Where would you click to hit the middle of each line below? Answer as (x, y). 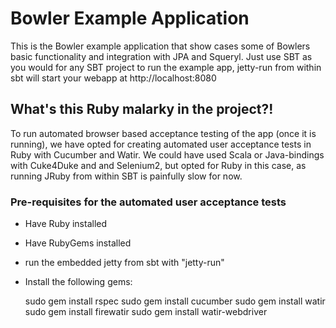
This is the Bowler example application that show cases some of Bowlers (160, 46)
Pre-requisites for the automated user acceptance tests (148, 202)
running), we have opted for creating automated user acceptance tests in (161, 144)
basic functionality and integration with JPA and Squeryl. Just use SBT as (161, 56)
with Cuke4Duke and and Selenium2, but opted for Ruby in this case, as (158, 165)
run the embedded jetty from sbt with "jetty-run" (124, 263)
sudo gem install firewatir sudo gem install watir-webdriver (146, 312)
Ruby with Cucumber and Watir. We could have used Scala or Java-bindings (167, 154)
